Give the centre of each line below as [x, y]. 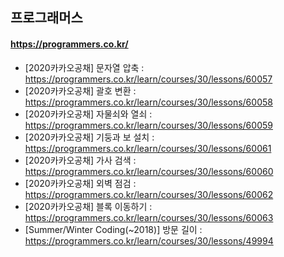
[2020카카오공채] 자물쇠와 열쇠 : [88, 114]
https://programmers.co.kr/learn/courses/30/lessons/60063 [149, 217]
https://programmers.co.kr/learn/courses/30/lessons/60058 [148, 102]
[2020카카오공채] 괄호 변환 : [80, 90]
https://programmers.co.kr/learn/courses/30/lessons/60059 [148, 125]
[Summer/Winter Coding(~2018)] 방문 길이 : [113, 229]
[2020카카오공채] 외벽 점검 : [80, 183]
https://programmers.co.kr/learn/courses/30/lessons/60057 [148, 79]
